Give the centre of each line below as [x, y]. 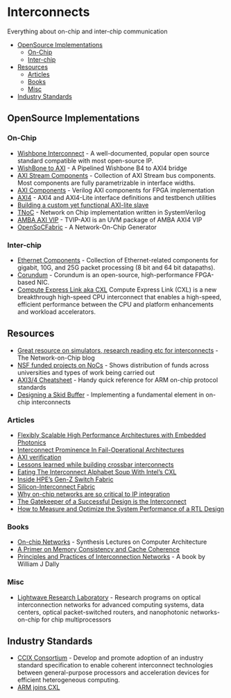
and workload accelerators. [56, 311]
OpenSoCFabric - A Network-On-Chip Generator [87, 227]
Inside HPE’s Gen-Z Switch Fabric [65, 479]
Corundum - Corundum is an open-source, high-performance [105, 274]
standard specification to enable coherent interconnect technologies [115, 665]
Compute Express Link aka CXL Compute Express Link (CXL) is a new [117, 290]
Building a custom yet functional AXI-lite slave [83, 205]
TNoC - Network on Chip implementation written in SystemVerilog [111, 212]
